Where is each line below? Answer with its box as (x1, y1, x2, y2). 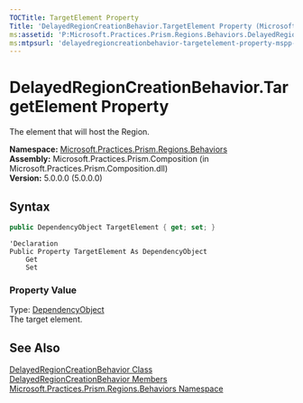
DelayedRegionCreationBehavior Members (9, 373, 168, 384)
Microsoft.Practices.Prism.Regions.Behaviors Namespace (9, 383, 224, 394)
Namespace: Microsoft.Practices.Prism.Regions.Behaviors (9, 144, 228, 155)
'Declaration (9, 239, 59, 248)
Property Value (9, 284, 78, 296)
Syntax (9, 199, 50, 214)
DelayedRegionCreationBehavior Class (9, 363, 153, 375)
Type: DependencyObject (9, 305, 106, 315)
